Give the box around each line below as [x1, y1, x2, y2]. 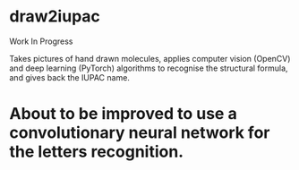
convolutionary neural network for [9, 123, 270, 143]
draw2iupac [9, 6, 101, 27]
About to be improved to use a [9, 104, 237, 124]
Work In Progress [9, 36, 73, 47]
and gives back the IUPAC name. [9, 72, 130, 82]
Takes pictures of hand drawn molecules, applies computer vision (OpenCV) [9, 53, 291, 64]
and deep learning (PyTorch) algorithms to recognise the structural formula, [9, 63, 288, 73]
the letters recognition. [9, 141, 184, 162]
